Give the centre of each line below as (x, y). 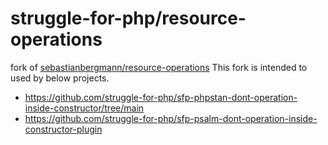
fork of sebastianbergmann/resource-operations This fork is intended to (159, 67)
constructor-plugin (63, 129)
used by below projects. (60, 78)
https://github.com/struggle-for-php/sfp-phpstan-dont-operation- (161, 97)
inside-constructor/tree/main (84, 108)
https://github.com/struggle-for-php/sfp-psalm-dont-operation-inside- (171, 118)
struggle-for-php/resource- (128, 18)
